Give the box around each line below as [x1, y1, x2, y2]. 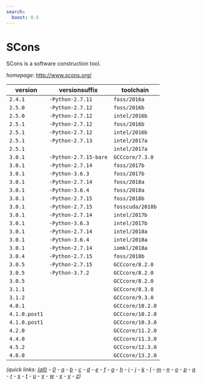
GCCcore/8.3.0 [113, 286, 154, 293]
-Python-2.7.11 [49, 96, 93, 103]
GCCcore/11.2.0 [113, 327, 158, 334]
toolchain [121, 86, 149, 94]
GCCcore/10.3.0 [113, 319, 158, 326]
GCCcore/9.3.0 [113, 294, 154, 301]
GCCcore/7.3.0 [113, 154, 154, 161]
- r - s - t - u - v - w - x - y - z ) [6, 372, 81, 380]
